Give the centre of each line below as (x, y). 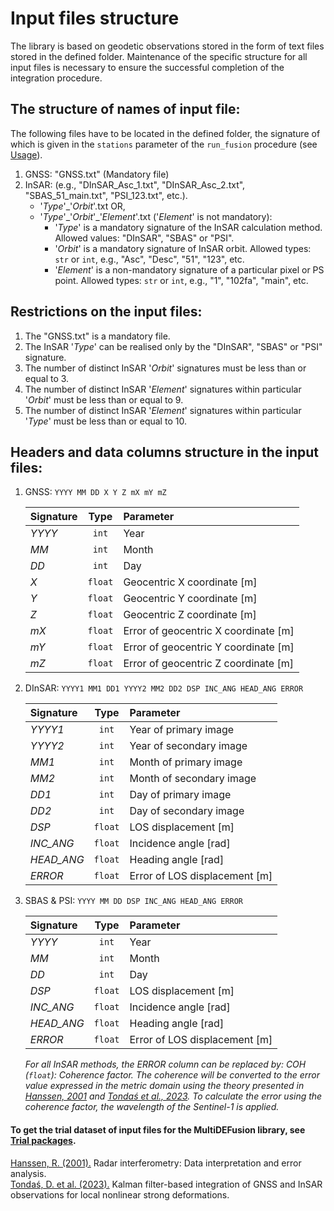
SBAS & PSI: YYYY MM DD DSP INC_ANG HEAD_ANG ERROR (134, 901)
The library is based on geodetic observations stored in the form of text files (167, 46)
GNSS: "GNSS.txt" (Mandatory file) (97, 174)
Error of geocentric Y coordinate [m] (209, 647)
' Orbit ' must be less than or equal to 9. (104, 399)
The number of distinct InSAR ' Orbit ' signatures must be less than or (165, 368)
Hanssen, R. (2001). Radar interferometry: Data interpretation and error (156, 1163)
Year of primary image (182, 730)
